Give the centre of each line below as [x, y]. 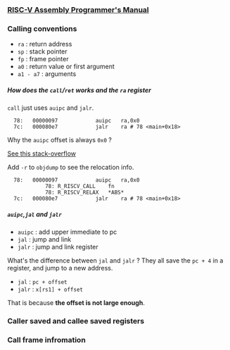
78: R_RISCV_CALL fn [79, 187]
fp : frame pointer [43, 59]
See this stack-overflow [41, 154]
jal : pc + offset [42, 282]
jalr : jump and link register [58, 247]
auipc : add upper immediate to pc [67, 232]
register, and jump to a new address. [60, 268]
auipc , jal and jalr [34, 214]
